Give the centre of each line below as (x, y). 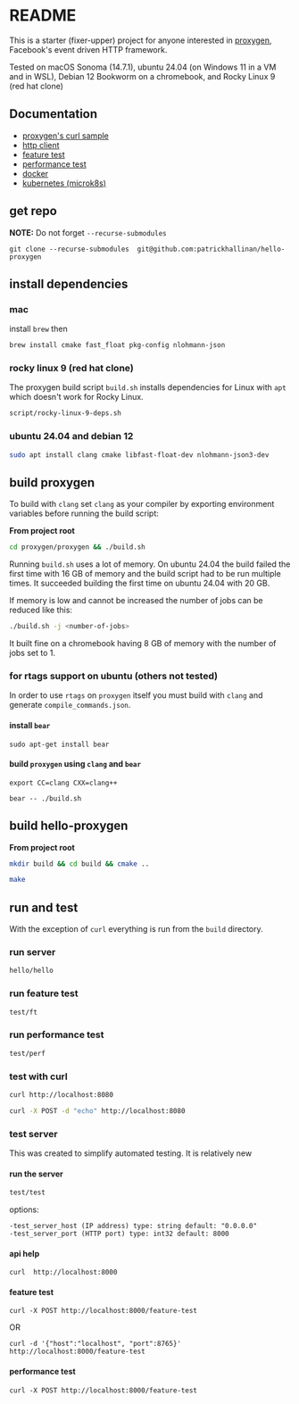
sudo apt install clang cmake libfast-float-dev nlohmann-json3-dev (139, 455)
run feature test (44, 993)
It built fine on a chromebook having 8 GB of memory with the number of (143, 644)
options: (25, 1209)
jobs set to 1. (33, 653)
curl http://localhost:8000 (63, 1273)
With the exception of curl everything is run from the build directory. (136, 929)
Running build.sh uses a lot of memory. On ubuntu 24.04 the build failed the (150, 564)
